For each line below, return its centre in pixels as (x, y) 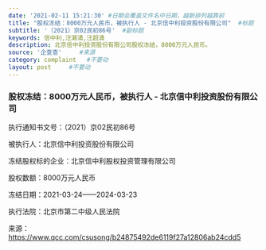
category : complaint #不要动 (59, 60)
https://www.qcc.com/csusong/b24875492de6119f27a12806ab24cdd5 (125, 237)
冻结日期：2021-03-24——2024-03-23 (73, 194)
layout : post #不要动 (49, 67)
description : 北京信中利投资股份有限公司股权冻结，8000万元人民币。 (110, 45)
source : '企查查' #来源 (52, 52)
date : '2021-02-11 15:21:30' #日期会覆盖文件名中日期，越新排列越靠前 (116, 15)
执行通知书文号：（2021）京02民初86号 (72, 127)
